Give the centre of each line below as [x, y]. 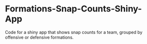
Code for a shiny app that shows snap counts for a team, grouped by [74, 32]
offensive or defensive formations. [39, 37]
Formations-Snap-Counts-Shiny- [73, 9]
